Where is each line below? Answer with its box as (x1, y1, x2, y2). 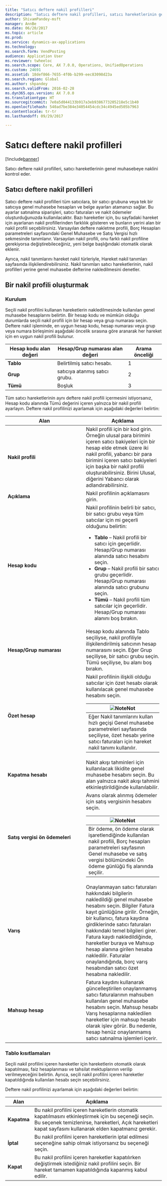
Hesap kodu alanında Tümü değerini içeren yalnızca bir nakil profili (5, 400, 142, 406)
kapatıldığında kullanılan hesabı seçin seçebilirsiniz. (5, 1077, 111, 1083)
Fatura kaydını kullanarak (86, 979, 144, 986)
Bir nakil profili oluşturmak (5, 281, 89, 289)
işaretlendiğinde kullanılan (88, 832, 150, 839)
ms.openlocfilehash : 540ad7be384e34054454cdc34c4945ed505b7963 (5, 105, 139, 109)
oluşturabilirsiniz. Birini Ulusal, (86, 469, 156, 476)
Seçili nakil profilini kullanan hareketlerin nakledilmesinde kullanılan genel (5, 307, 155, 313)
